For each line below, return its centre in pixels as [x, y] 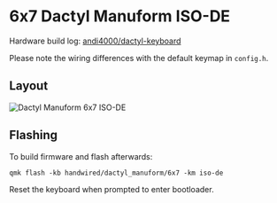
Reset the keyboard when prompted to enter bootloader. [112, 189]
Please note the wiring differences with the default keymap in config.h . [139, 58]
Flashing [34, 135]
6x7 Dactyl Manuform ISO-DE [120, 16]
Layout [29, 86]
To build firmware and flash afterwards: [81, 156]
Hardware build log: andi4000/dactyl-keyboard [95, 41]
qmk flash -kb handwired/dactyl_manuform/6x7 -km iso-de [116, 173]
